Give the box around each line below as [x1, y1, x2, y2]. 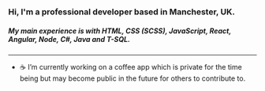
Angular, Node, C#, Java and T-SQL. [8, 34, 131, 44]
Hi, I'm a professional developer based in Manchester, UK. [8, 6, 235, 17]
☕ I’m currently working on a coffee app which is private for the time [19, 62, 242, 71]
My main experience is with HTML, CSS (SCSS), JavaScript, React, [8, 26, 231, 36]
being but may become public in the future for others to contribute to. [19, 74, 246, 83]
